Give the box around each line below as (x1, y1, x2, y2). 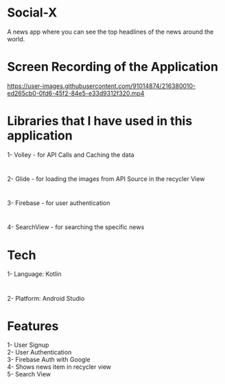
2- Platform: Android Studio (7, 294, 85, 302)
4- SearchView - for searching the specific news (7, 223, 145, 231)
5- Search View (7, 370, 51, 378)
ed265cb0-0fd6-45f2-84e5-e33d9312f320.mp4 (7, 89, 145, 97)
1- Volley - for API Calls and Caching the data (7, 150, 135, 159)
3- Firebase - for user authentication (7, 199, 110, 207)
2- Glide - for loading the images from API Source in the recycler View (7, 175, 205, 183)
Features (7, 318, 59, 334)
